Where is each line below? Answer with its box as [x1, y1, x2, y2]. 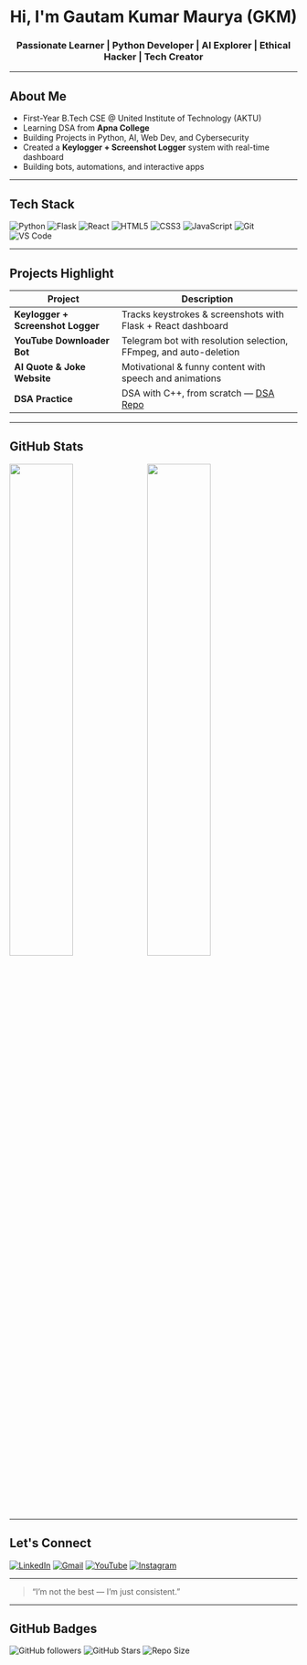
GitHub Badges [9, 1620, 98, 1637]
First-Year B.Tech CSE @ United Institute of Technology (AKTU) [22, 112, 262, 124]
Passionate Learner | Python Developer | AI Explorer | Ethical [16, 39, 291, 52]
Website [14, 372, 51, 385]
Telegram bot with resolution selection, [122, 334, 289, 346]
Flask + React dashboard [122, 319, 228, 332]
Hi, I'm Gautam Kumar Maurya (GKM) [9, 6, 298, 27]
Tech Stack [9, 196, 75, 212]
